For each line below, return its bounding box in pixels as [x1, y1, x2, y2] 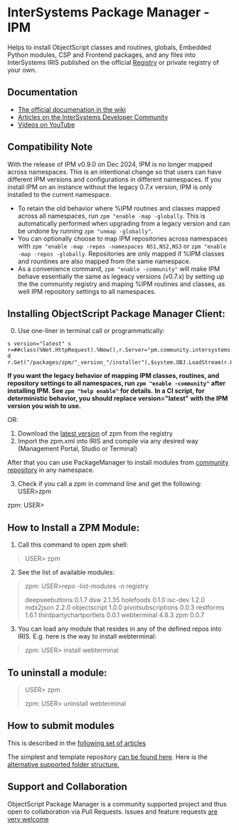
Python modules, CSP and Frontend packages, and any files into [7, 51, 196, 59]
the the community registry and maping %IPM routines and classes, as [17, 279, 225, 288]
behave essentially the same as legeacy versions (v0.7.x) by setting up [17, 272, 225, 280]
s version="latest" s [7, 340, 72, 347]
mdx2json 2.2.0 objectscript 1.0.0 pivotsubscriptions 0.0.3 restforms [24, 603, 225, 612]
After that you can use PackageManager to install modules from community [7, 458, 229, 467]
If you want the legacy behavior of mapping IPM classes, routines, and [7, 372, 220, 380]
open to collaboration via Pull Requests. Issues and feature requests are [7, 807, 218, 816]
